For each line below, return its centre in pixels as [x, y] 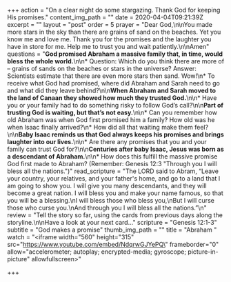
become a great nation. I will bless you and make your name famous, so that [115, 193]
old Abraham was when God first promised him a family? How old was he [111, 120]
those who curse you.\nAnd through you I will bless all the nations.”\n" [107, 208]
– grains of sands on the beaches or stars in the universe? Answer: [102, 69]
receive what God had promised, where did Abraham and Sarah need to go [114, 83]
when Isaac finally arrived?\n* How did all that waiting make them [100, 127]
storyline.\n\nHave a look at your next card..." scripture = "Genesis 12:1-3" [112, 222]
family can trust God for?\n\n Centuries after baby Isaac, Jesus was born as [115, 149]
